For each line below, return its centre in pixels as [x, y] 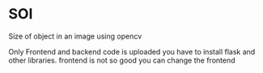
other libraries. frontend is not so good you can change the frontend [122, 60]
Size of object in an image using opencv [75, 36]
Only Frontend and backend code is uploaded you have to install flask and [132, 51]
